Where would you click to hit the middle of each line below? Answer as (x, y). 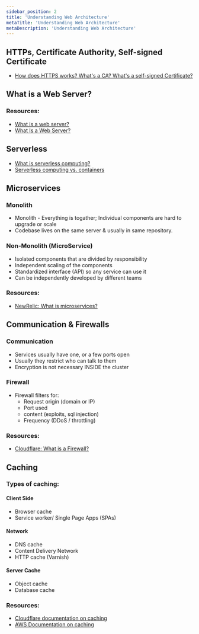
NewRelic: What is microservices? (56, 306)
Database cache (35, 590)
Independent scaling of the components (63, 265)
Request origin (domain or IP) (59, 401)
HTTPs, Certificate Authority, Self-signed (84, 52)
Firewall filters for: (37, 395)
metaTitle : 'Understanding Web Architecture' (63, 23)
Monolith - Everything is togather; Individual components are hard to (98, 218)
